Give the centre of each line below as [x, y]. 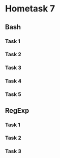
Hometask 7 [30, 9]
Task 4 [13, 81]
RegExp [17, 111]
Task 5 [13, 94]
